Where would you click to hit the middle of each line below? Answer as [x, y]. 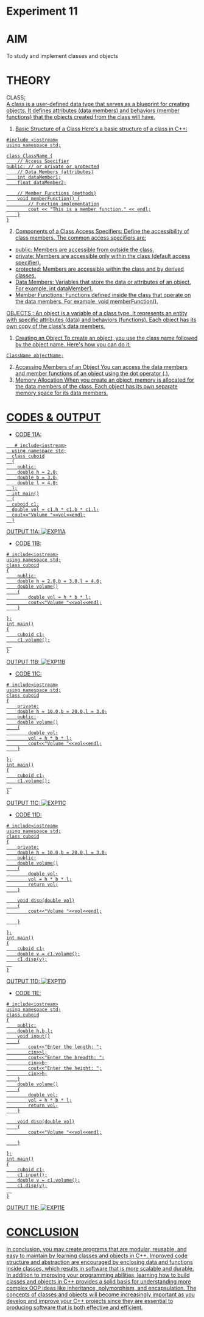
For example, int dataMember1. [54, 288]
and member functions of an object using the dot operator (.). [92, 374]
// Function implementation [64, 204]
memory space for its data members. [62, 393]
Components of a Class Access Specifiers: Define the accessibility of [102, 231]
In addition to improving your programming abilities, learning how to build [98, 1275]
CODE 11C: [28, 674]
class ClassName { [30, 156]
